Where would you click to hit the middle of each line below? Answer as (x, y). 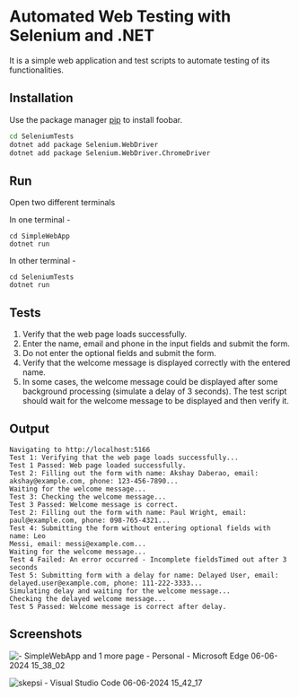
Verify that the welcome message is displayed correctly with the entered (156, 362)
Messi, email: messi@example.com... (78, 544)
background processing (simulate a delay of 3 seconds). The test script (154, 391)
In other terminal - (43, 261)
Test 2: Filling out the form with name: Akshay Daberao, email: (134, 473)
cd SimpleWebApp (40, 236)
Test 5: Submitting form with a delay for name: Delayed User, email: (144, 575)
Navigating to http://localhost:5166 (80, 449)
